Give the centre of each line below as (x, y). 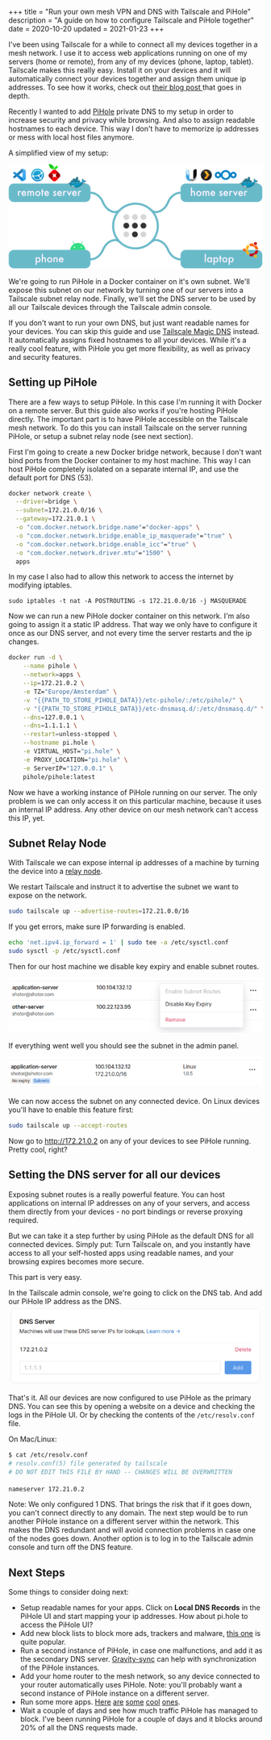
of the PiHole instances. (60, 1668)
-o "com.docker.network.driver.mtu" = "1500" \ (94, 553)
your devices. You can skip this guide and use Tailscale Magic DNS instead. (134, 331)
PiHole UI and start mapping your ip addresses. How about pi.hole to (134, 1617)
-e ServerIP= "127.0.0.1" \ (68, 768)
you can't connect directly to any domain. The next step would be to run (128, 1513)
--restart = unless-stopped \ (70, 734)
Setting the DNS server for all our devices (115, 1175)
